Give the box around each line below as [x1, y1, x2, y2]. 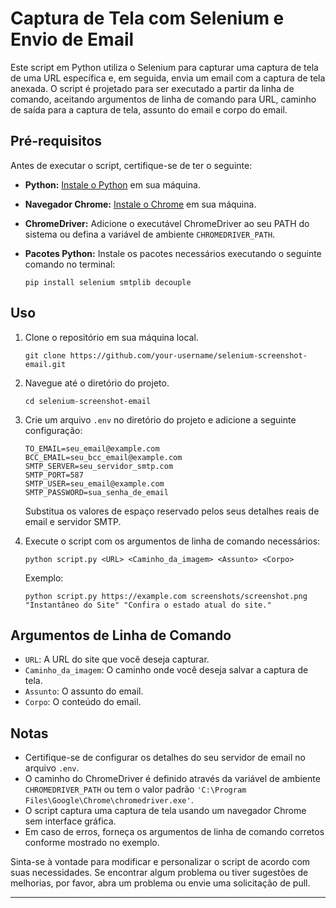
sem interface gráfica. [24, 815, 117, 827]
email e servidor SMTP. [24, 515, 122, 527]
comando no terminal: [24, 258, 116, 270]
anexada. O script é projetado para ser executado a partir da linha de [10, 82, 295, 94]
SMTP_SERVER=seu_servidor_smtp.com [24, 461, 174, 471]
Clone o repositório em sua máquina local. [24, 331, 199, 343]
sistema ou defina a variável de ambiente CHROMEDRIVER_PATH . [24, 228, 276, 240]
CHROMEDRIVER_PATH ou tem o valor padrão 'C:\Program [24, 783, 247, 796]
